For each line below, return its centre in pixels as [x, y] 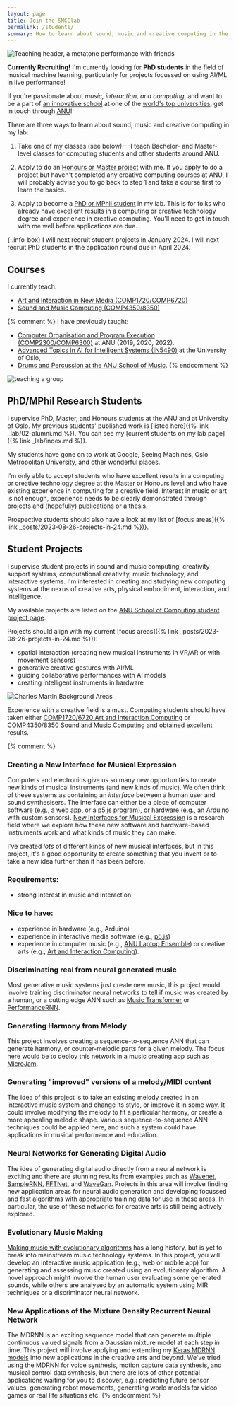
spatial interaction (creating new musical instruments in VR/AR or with [119, 652]
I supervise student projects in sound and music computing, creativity [108, 566]
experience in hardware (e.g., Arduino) [74, 929]
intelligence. [25, 596]
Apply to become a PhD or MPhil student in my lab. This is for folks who [122, 204]
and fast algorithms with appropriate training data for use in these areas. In [116, 1199]
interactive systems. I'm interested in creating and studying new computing [117, 581]
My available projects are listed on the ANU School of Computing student [113, 610]
